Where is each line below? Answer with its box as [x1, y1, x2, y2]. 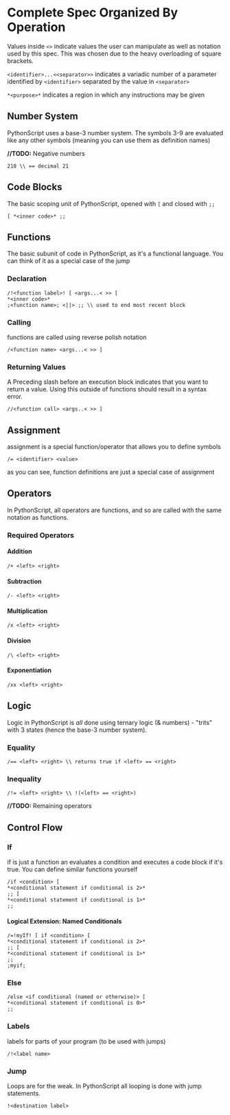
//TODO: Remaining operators [7, 802, 92, 810]
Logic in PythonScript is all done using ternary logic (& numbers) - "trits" [7, 718, 213, 726]
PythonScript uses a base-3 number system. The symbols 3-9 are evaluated [7, 128, 224, 137]
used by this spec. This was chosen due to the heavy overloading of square [7, 49, 222, 58]
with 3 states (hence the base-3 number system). [7, 726, 148, 734]
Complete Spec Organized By [7, 5, 179, 21]
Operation [7, 19, 66, 35]
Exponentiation [7, 666, 52, 674]
